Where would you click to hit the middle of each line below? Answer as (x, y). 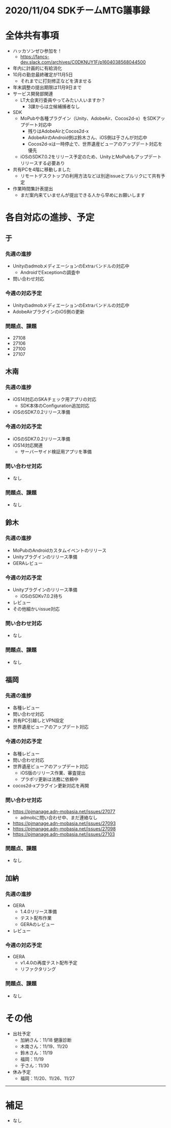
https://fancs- (35, 57)
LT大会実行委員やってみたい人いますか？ (63, 100)
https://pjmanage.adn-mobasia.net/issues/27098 (64, 829)
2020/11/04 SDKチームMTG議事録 (78, 10)
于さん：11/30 (35, 1065)
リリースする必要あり (42, 163)
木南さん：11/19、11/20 (44, 1046)
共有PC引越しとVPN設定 (38, 720)
